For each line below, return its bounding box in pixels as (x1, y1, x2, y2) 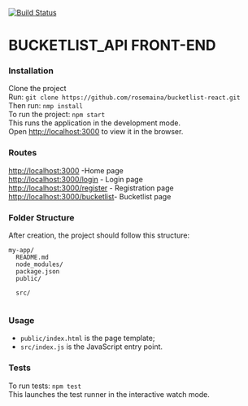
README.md (15, 253, 49, 262)
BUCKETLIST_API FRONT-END (8, 37, 216, 55)
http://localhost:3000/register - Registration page (8, 183, 174, 193)
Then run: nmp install (8, 101, 84, 111)
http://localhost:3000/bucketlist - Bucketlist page (8, 191, 172, 201)
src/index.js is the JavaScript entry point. (20, 342, 163, 351)
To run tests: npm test (8, 381, 82, 391)
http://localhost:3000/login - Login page (8, 174, 144, 184)
